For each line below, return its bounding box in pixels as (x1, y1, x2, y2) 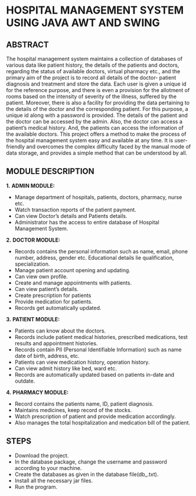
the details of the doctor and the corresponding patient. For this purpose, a (6, 106, 188, 112)
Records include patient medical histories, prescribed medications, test (14, 333, 188, 340)
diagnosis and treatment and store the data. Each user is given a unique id (6, 80, 187, 87)
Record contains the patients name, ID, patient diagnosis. (14, 400, 154, 407)
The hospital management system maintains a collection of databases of (6, 56, 183, 62)
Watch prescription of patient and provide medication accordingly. (14, 413, 176, 420)
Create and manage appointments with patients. (14, 279, 132, 286)
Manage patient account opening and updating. (14, 266, 131, 273)
